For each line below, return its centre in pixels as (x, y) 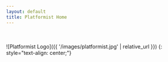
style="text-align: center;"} (39, 53)
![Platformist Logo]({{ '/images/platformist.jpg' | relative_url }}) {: (84, 46)
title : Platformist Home (37, 17)
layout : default (26, 12)
